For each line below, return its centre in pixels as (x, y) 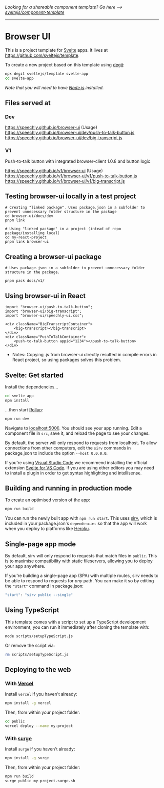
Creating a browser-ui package (53, 257)
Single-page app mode (41, 544)
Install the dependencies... (32, 387)
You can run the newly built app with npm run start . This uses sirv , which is (81, 518)
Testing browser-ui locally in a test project (71, 197)
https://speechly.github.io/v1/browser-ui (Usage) (54, 170)
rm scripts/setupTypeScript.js (37, 654)
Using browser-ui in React (45, 296)
